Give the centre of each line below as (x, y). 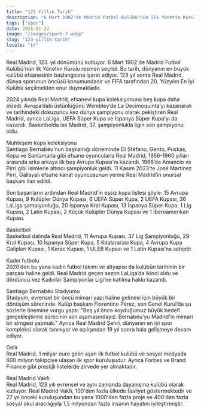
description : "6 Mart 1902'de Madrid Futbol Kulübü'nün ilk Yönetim (93, 17)
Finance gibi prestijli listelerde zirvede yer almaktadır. (72, 366)
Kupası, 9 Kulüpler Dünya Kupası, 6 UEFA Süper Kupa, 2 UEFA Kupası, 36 (96, 199)
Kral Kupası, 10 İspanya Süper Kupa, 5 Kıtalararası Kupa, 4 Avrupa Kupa (94, 242)
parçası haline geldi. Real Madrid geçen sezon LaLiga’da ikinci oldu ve (92, 273)
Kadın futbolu (23, 260)
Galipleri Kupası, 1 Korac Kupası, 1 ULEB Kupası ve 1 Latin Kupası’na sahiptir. (100, 249)
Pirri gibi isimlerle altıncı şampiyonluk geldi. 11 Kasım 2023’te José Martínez (99, 168)
